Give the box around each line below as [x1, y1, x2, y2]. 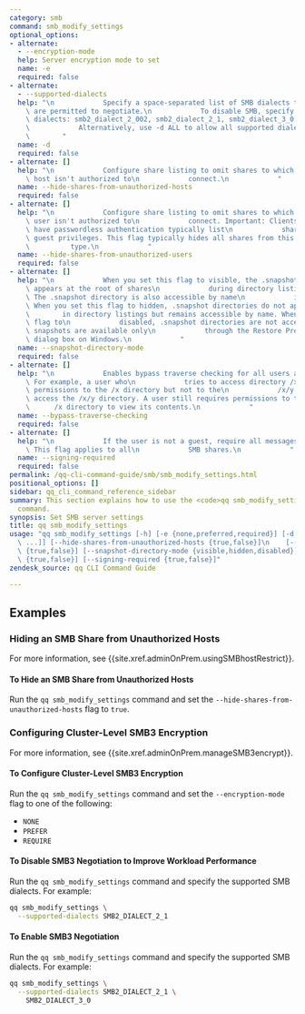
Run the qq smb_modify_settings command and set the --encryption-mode [9, 788, 285, 799]
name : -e [17, 65, 51, 74]
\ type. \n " [25, 242, 152, 251]
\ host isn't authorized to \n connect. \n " [25, 174, 282, 183]
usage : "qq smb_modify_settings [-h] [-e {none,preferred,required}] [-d [9, 530, 295, 539]
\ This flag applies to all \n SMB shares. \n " [25, 445, 295, 454]
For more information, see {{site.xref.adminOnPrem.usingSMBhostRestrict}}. [9, 653, 295, 664]
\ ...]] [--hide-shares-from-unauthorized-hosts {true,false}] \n [17, 538, 271, 547]
